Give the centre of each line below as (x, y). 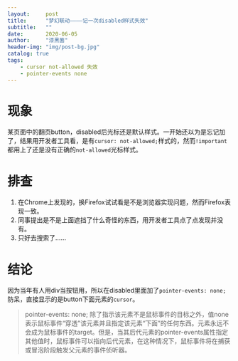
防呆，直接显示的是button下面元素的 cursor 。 (73, 299)
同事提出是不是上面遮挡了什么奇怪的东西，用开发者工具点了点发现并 (117, 220)
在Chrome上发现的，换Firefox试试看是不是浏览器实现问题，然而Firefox (121, 202)
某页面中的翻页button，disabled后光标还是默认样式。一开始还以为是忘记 (113, 132)
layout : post (33, 14)
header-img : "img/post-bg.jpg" (54, 47)
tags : (15, 61)
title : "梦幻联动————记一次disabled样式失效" (78, 21)
